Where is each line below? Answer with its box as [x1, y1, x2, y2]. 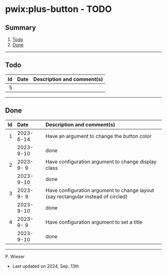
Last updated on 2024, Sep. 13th [12, 263, 80, 269]
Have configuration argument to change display [45, 158, 157, 165]
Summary [5, 23, 36, 32]
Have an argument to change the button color [45, 133, 152, 139]
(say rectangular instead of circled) [45, 193, 128, 200]
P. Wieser [5, 253, 25, 260]
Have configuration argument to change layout [45, 187, 155, 194]
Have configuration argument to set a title [45, 218, 143, 225]
